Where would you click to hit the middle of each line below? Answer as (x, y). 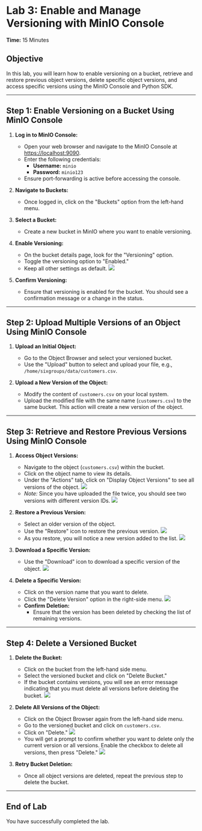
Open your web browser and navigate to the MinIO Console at (100, 146)
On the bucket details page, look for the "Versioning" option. (99, 255)
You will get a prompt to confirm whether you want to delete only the (109, 739)
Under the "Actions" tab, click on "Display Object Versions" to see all (109, 480)
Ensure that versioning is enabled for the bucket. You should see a (106, 291)
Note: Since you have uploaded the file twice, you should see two (105, 494)
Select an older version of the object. (70, 524)
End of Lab (26, 807)
